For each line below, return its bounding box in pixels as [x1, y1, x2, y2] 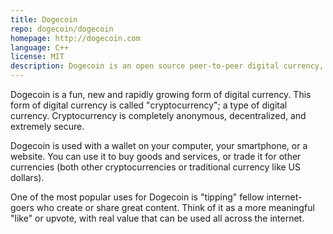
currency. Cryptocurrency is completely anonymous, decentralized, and [10, 110, 307, 121]
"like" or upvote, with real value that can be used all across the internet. [10, 212, 305, 224]
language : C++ [10, 42, 70, 53]
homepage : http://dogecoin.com [10, 33, 141, 43]
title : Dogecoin [10, 14, 78, 25]
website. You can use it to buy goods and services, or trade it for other [10, 151, 302, 162]
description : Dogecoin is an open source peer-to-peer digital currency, [10, 61, 325, 71]
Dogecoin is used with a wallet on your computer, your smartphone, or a [10, 140, 308, 151]
